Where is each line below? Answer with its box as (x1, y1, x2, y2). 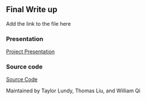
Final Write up (6, 5, 58, 15)
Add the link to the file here (6, 20, 71, 27)
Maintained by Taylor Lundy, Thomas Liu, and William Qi (6, 87, 141, 94)
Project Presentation (6, 48, 55, 55)
